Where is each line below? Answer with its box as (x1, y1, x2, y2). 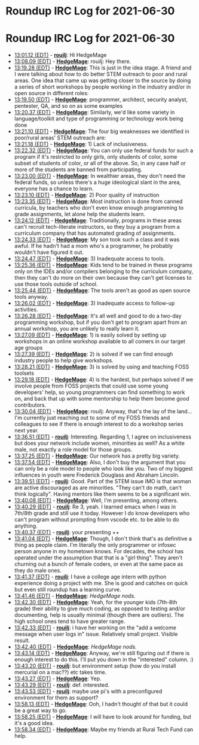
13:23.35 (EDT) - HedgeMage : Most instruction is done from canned (14, 198, 183, 205)
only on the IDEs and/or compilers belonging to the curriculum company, (14, 268, 194, 275)
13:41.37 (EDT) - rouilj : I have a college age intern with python (14, 573, 167, 580)
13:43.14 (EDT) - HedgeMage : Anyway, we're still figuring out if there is (14, 650, 190, 657)
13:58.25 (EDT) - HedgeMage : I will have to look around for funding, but (14, 713, 192, 720)
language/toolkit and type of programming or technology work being (14, 115, 183, 122)
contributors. (14, 401, 47, 408)
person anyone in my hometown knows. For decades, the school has (14, 548, 184, 555)
